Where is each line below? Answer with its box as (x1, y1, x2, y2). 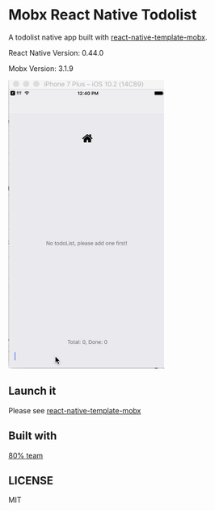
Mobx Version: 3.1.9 (8, 63, 74, 73)
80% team (8, 450, 44, 460)
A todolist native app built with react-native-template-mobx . (8, 32, 208, 42)
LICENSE (8, 474, 54, 488)
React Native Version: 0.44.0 (8, 48, 103, 57)
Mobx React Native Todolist (8, 6, 197, 24)
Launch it (8, 384, 57, 398)
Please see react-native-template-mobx (8, 405, 141, 415)
